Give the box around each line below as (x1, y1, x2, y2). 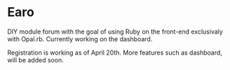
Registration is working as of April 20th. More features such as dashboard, (7, 48, 223, 57)
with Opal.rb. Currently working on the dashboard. (7, 34, 153, 43)
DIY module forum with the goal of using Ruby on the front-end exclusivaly (7, 27, 223, 36)
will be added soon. (7, 55, 65, 64)
